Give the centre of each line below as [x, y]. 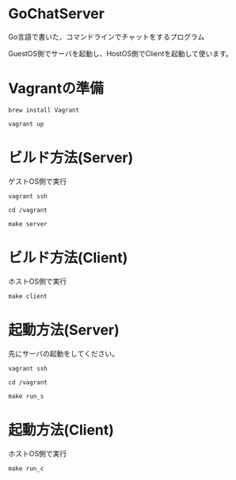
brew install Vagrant [44, 110]
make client [28, 296]
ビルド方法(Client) [68, 257]
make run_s [26, 396]
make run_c [26, 468]
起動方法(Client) [61, 430]
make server [28, 224]
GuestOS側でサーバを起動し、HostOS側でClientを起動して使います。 [121, 53]
